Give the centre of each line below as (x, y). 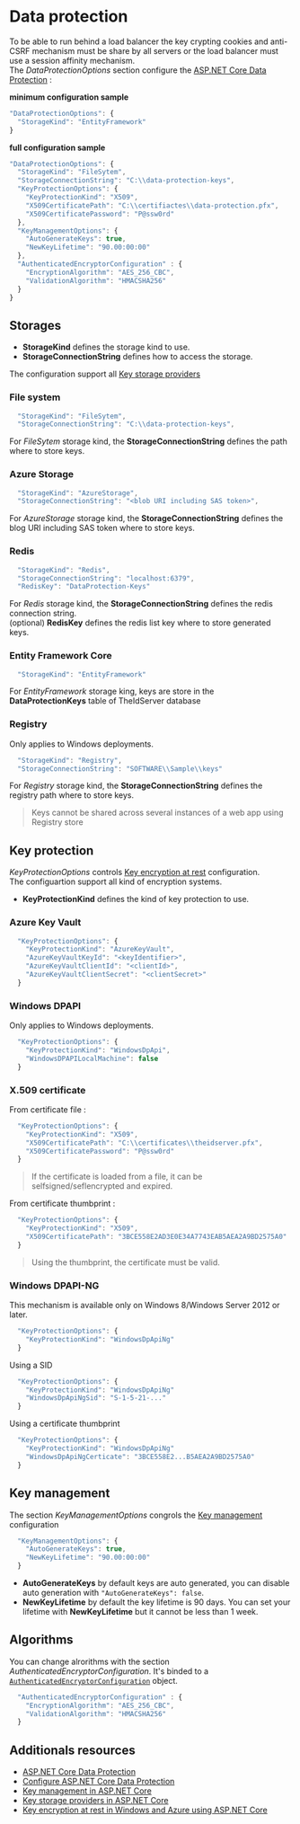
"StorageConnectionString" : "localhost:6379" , (106, 578)
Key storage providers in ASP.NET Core (95, 1801)
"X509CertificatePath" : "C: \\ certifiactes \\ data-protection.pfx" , (152, 205)
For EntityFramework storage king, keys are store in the (112, 691)
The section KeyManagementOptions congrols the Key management (136, 1515)
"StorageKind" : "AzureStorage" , (78, 493)
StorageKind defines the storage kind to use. (106, 347)
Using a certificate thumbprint (65, 1424)
